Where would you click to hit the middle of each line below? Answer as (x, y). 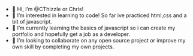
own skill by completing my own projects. (63, 47)
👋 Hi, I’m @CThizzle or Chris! (48, 9)
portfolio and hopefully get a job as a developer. (71, 34)
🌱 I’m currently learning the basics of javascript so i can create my (94, 28)
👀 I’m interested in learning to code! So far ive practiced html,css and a (99, 15)
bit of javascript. (32, 22)
